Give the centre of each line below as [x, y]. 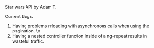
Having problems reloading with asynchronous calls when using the [81, 26]
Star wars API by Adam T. [31, 7]
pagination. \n [26, 31]
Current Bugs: [19, 16]
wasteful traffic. [28, 41]
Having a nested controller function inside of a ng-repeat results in [79, 36]
